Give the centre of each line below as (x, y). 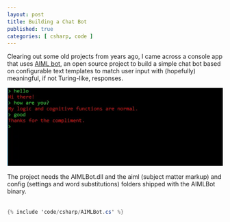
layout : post (26, 14)
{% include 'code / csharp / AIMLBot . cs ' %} (66, 212)
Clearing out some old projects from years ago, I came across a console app (115, 57)
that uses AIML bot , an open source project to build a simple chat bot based (114, 64)
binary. (17, 191)
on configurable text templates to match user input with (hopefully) (102, 71)
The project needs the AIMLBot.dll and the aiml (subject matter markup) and (114, 177)
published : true (30, 29)
